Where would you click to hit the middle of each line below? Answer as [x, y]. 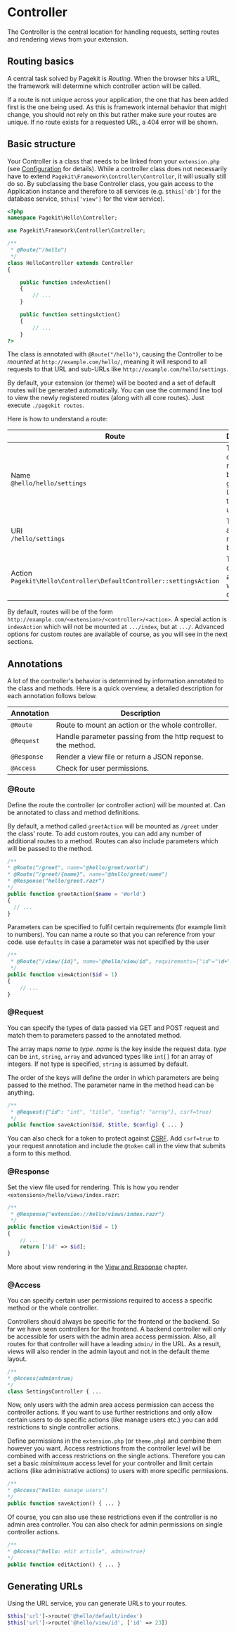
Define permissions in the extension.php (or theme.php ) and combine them [114, 1441]
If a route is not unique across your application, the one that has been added [118, 99]
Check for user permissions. [103, 769]
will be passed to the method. [50, 848]
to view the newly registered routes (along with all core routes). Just [106, 398]
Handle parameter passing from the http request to [140, 737]
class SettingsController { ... [54, 1391]
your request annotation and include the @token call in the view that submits [117, 1146]
